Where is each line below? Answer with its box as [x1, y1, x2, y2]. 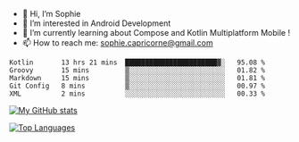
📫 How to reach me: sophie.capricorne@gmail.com [21, 38, 213, 48]
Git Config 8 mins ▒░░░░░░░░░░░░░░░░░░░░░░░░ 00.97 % [9, 81, 266, 90]
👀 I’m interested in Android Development [21, 18, 171, 29]
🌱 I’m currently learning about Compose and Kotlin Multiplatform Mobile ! [21, 28, 291, 38]
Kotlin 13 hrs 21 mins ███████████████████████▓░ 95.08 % [9, 58, 266, 67]
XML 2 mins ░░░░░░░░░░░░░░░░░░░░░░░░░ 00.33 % [9, 89, 266, 98]
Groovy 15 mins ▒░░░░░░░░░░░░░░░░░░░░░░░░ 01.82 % [9, 66, 266, 75]
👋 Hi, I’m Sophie [21, 9, 81, 19]
